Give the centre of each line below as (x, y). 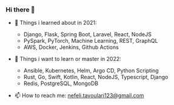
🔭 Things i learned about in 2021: (55, 23)
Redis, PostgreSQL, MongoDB (61, 83)
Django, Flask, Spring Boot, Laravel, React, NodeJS (88, 34)
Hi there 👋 (21, 10)
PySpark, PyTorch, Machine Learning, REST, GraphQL (91, 41)
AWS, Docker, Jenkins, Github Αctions (71, 47)
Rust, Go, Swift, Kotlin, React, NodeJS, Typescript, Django (96, 77)
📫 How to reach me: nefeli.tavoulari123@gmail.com (79, 95)
